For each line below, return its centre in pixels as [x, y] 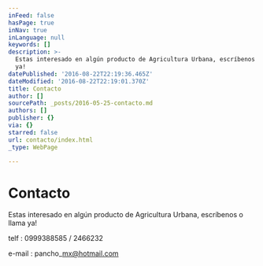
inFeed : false [31, 15]
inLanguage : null [37, 37]
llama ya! [23, 223]
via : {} [21, 125]
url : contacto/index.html [50, 140]
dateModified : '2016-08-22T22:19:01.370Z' [79, 81]
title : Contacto [35, 89]
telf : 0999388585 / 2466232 [56, 238]
